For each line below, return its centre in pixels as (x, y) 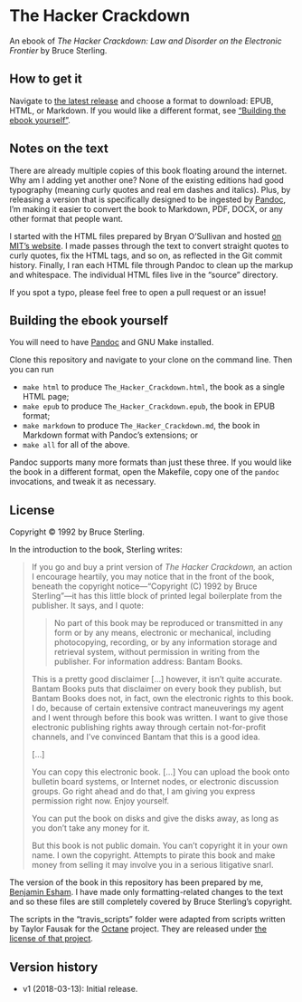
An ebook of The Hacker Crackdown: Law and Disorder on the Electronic (146, 41)
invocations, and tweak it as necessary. (83, 482)
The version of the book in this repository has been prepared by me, (137, 882)
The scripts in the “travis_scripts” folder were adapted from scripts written (147, 920)
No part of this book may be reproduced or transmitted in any (168, 623)
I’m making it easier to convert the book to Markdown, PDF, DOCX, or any (146, 208)
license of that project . (51, 939)
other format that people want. (66, 218)
